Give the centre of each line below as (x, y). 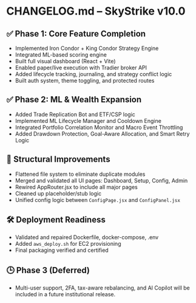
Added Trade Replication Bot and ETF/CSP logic (75, 114)
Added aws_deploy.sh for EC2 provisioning (68, 244)
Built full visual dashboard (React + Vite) (66, 61)
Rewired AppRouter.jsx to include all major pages (76, 187)
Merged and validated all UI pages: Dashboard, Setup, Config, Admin (101, 180)
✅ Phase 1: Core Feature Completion (76, 34)
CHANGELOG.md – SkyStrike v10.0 (96, 11)
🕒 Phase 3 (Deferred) (48, 270)
